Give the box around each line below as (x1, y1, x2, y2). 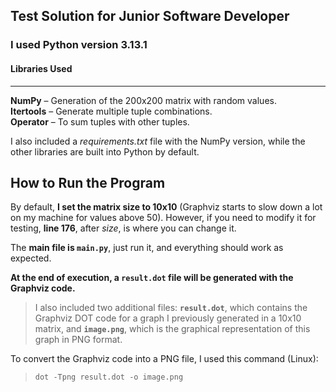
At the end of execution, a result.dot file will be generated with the (10, 272, 294, 284)
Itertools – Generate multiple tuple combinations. (10, 105, 213, 117)
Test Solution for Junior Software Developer (10, 8, 290, 25)
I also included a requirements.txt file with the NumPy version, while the (10, 135, 306, 147)
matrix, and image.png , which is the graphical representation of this (34, 323, 311, 335)
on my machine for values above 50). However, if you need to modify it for (10, 212, 317, 224)
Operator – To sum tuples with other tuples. (10, 115, 190, 128)
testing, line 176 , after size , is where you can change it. (10, 222, 237, 234)
